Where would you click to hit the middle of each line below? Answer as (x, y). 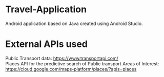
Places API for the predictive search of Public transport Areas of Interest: (82, 63)
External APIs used (47, 44)
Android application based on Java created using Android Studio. (74, 23)
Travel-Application (46, 9)
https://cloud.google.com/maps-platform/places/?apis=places (71, 69)
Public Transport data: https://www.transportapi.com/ (62, 58)
